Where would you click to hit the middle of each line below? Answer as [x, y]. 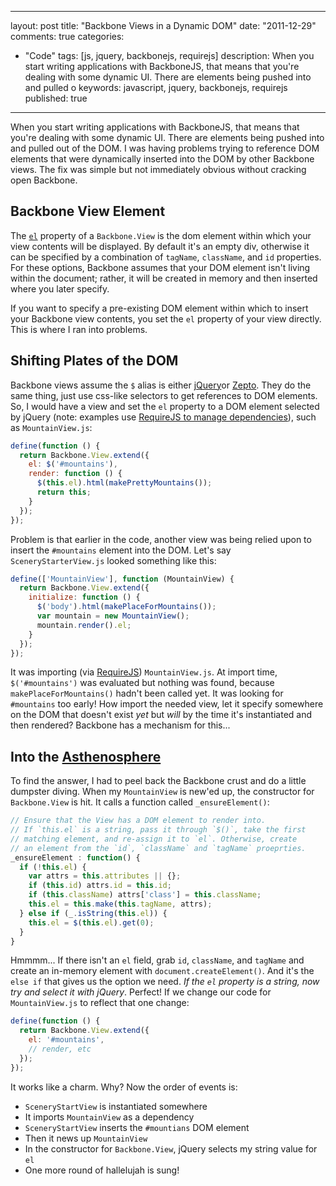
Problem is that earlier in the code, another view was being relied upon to [161, 539]
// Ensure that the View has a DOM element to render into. [138, 821]
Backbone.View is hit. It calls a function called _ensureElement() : [140, 802]
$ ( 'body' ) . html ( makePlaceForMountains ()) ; [126, 607]
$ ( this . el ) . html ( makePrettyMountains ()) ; [124, 483]
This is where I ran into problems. [79, 329]
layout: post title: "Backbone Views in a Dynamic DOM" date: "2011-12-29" [163, 25]
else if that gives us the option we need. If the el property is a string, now [165, 982]
